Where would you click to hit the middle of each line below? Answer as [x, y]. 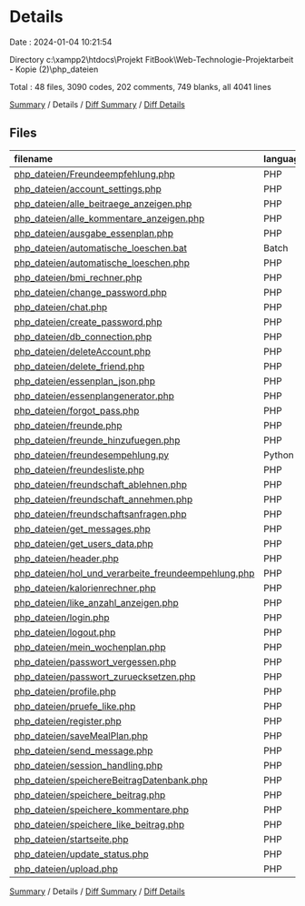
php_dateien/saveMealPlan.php [81, 736]
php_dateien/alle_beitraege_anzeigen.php [103, 204]
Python [279, 455]
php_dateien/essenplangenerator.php [94, 396]
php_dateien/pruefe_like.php [75, 706]
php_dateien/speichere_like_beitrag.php [99, 824]
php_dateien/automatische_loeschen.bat [101, 247]
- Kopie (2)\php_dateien [54, 69]
